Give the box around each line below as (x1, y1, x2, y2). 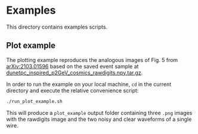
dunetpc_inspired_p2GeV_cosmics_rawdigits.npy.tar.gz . (6, 69, 143, 76)
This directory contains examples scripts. (6, 23, 108, 30)
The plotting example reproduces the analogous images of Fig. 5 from (6, 56, 178, 63)
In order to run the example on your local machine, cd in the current (6, 80, 172, 88)
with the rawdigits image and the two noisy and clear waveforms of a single (6, 116, 192, 123)
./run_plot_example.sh (6, 98, 63, 104)
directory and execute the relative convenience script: (6, 87, 139, 94)
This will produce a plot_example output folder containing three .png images (6, 109, 193, 116)
